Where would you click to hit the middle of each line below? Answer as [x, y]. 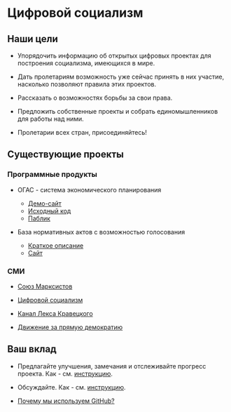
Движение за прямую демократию [70, 327]
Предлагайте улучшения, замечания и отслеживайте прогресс [112, 366]
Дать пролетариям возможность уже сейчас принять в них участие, [121, 77]
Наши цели [33, 39]
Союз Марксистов [45, 286]
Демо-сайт [44, 203]
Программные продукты [52, 175]
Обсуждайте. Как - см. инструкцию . [71, 387]
